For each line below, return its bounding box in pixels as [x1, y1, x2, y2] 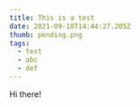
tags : [9, 38, 30, 48]
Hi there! [9, 88, 42, 100]
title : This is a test [9, 13, 95, 23]
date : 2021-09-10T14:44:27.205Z [9, 22, 131, 31]
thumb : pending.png [9, 30, 83, 39]
